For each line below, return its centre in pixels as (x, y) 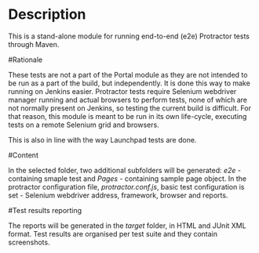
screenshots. (29, 242)
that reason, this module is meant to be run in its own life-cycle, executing (128, 116)
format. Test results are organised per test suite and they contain (113, 233)
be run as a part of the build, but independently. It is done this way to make (129, 83)
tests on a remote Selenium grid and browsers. (84, 125)
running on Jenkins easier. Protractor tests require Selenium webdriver (122, 91)
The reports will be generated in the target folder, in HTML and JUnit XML (127, 226)
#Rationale (26, 60)
